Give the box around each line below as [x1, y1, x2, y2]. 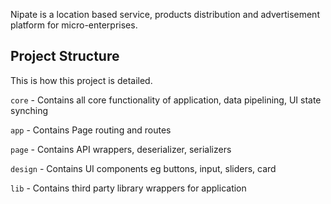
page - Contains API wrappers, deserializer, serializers [10, 143, 232, 155]
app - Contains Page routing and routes [10, 124, 172, 136]
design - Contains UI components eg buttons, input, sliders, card [10, 162, 277, 174]
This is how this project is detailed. [10, 74, 153, 86]
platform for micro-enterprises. [10, 19, 138, 31]
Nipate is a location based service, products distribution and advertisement [10, 9, 320, 20]
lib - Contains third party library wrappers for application [10, 182, 247, 194]
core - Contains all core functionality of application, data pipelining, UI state [10, 94, 322, 106]
